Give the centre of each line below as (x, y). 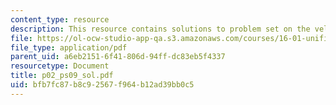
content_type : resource (60, 19)
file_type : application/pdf (69, 47)
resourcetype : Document (60, 66)
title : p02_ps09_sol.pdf (62, 76)
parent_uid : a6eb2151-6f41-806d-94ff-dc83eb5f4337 (118, 57)
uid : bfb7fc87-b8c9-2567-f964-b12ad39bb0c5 (102, 85)
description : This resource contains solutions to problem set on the (160, 29)
